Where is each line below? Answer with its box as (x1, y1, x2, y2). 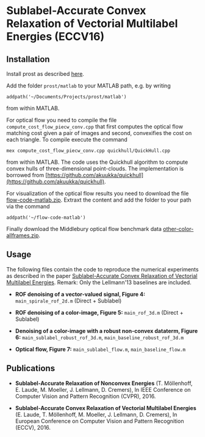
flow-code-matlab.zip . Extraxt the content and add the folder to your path (6, 196, 192, 204)
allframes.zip (6, 232, 39, 239)
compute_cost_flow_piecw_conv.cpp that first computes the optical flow (6, 123, 183, 130)
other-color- (162, 226, 194, 232)
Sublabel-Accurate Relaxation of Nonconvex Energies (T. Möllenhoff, (15, 380, 193, 387)
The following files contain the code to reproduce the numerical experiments (6, 265, 199, 273)
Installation (6, 54, 50, 64)
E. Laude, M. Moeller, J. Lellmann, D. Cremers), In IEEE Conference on (15, 386, 191, 393)
